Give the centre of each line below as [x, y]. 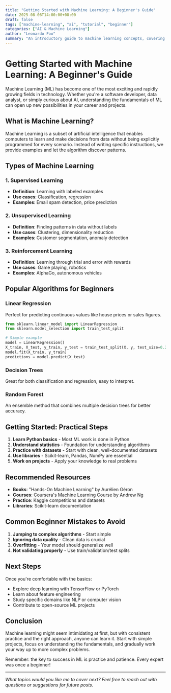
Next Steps [23, 567]
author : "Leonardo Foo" [31, 34]
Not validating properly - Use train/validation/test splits [71, 550]
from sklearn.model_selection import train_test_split [65, 329]
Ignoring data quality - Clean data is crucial [59, 539]
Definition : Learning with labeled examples [58, 192]
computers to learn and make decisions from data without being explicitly [82, 139]
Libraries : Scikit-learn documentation [52, 505]
